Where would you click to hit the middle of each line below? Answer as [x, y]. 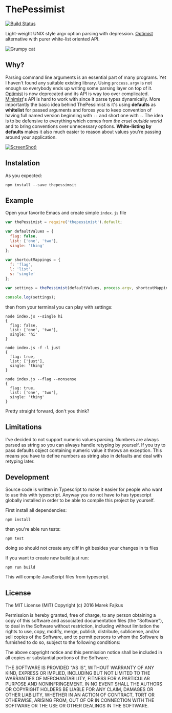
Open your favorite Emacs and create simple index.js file [66, 213]
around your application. [31, 137]
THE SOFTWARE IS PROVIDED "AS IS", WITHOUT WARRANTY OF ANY [80, 668]
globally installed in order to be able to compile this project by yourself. [80, 501]
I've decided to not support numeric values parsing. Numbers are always [82, 439]
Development [27, 477]
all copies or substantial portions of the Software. [57, 658]
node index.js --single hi [34, 316]
